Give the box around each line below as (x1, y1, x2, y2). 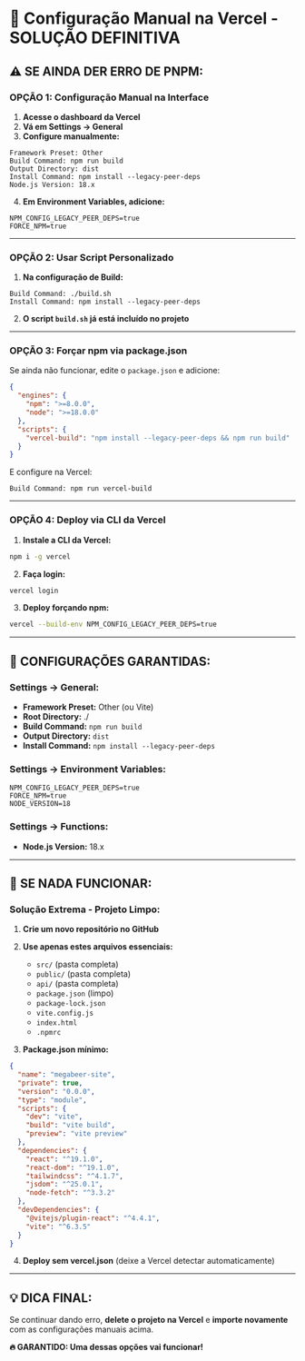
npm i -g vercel (9, 551, 71, 561)
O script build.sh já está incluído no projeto (22, 313, 190, 324)
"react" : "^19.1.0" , (25, 1154, 103, 1164)
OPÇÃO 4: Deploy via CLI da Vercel (9, 513, 166, 526)
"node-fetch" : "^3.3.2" (25, 1188, 116, 1197)
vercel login (9, 586, 59, 595)
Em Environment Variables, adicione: (22, 195, 165, 207)
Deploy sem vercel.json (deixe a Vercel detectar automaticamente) (22, 1256, 275, 1267)
